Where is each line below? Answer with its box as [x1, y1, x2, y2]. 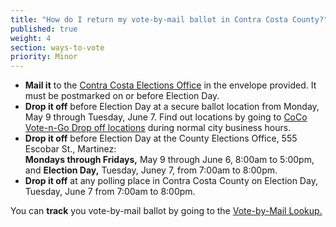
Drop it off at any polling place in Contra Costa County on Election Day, [24, 175, 318, 187]
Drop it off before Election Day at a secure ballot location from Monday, [24, 101, 320, 113]
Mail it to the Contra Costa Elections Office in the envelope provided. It [24, 79, 317, 91]
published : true [10, 24, 78, 34]
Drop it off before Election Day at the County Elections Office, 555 [24, 132, 298, 145]
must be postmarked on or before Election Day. [24, 90, 220, 102]
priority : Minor [10, 52, 78, 62]
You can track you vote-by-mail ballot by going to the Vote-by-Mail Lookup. [10, 205, 323, 217]
